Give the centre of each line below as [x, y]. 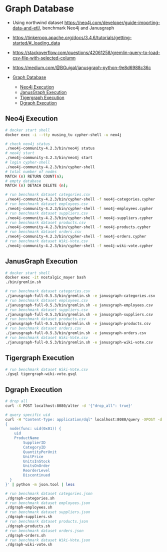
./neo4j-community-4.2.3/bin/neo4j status [50, 148]
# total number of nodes [31, 171]
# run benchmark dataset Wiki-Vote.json [48, 540]
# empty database [23, 181]
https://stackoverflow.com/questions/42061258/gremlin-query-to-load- [86, 52]
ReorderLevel [37, 470]
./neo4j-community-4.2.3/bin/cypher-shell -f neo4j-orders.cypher [76, 236]
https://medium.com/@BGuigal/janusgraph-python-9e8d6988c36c [82, 67]
